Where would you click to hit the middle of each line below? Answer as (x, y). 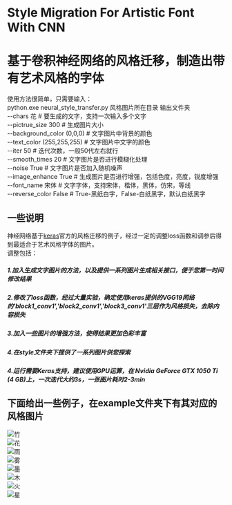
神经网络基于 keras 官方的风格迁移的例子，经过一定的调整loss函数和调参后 (112, 236)
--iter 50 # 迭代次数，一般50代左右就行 (63, 151)
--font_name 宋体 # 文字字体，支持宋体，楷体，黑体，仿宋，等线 (99, 185)
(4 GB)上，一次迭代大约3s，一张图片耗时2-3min (76, 380)
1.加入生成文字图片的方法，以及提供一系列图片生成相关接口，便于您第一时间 (115, 270)
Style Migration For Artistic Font (101, 13)
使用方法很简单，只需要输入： (49, 99)
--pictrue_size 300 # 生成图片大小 (55, 125)
